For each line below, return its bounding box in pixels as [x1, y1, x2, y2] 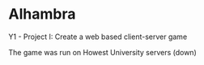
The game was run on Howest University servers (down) [8, 47, 197, 57]
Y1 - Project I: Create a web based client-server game [8, 32, 188, 41]
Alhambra [8, 5, 76, 24]
